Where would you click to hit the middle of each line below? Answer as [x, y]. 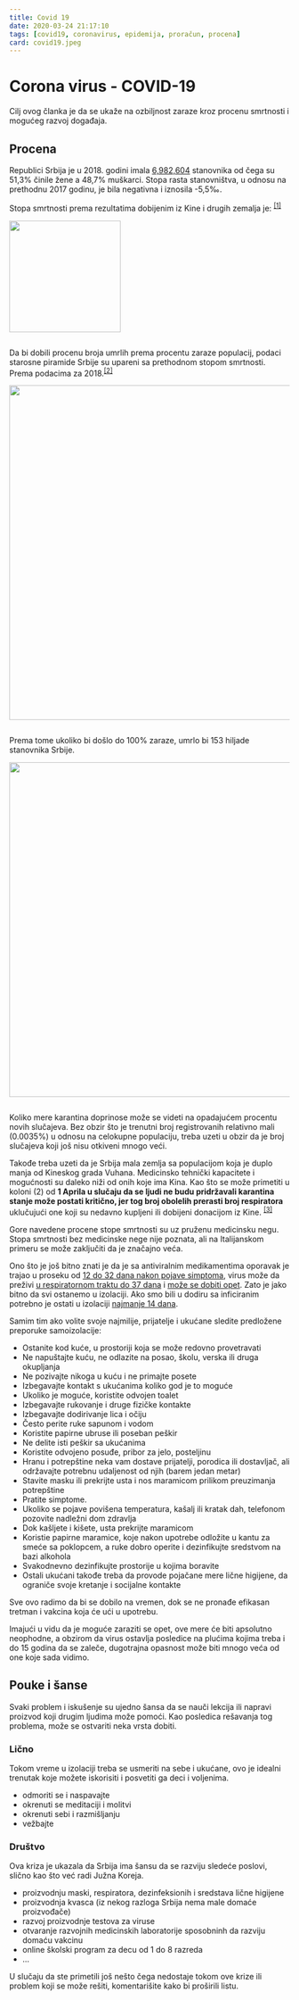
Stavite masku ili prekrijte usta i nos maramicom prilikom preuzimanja [149, 1480]
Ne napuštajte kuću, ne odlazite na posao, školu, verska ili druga [140, 1357]
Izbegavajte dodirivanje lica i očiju [84, 1414]
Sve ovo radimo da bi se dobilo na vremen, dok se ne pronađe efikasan [139, 1602]
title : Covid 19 [39, 17]
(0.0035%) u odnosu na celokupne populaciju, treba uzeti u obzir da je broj [147, 1137]
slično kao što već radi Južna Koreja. [77, 1876]
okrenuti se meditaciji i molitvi [77, 1805]
